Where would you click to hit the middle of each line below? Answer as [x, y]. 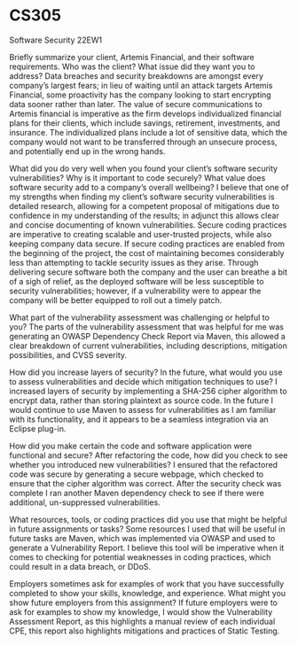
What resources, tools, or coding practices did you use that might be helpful [148, 519]
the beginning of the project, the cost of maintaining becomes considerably [147, 253]
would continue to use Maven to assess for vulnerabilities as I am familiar [143, 409]
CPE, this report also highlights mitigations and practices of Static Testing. [145, 631]
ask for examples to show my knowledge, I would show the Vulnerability [141, 611]
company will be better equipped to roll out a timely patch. [116, 300]
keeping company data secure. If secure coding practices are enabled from [147, 244]
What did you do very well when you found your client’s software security [143, 168]
